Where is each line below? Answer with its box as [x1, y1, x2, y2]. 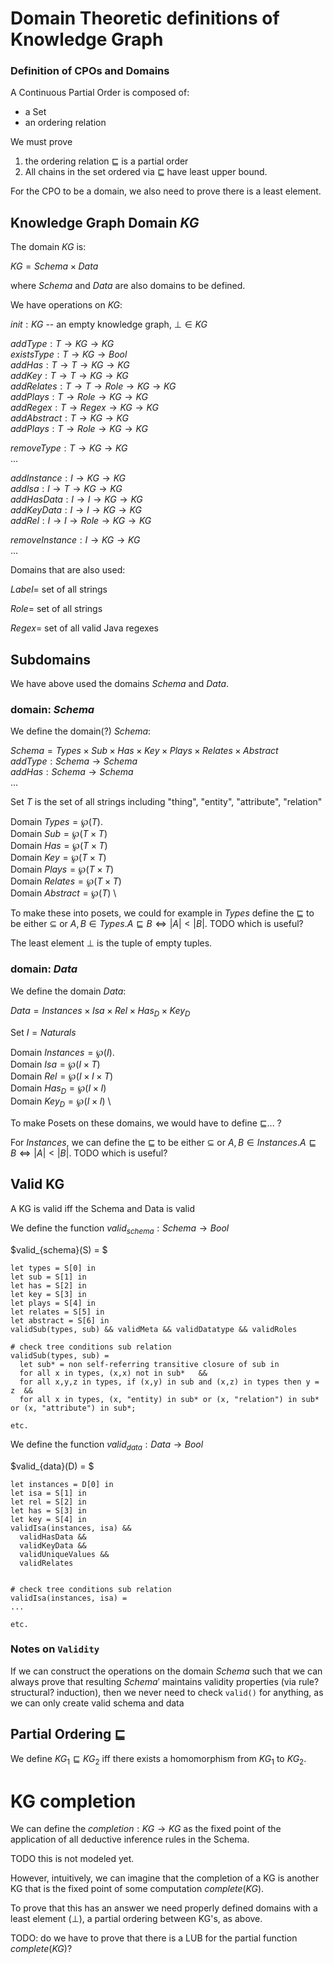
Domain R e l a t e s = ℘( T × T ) [10, 875, 122, 887]
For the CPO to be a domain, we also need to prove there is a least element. [10, 185, 322, 197]
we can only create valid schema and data [10, 1697, 185, 1709]
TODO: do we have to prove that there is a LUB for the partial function [10, 1932, 298, 1944]
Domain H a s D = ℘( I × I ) [10, 1082, 107, 1096]
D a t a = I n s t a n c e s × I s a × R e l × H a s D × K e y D [10, 1004, 191, 1019]
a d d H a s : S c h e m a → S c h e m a [10, 766, 134, 778]
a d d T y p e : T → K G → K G [10, 338, 115, 350]
